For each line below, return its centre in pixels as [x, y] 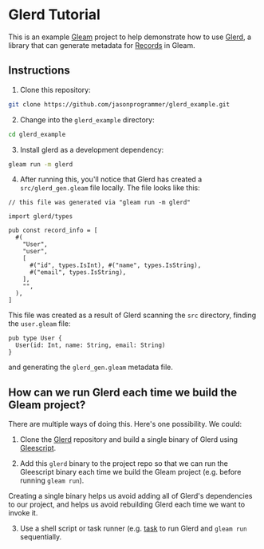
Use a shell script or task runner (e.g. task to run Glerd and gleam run [133, 528]
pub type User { [35, 338]
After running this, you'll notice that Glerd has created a [111, 179]
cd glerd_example [37, 134]
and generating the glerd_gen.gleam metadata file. [91, 367]
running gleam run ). [52, 480]
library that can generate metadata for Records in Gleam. [102, 45]
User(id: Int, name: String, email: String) [91, 345]
